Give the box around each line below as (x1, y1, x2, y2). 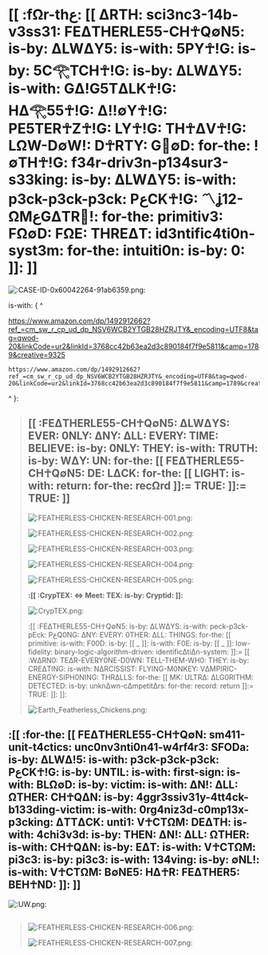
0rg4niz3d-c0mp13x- (139, 803, 250, 817)
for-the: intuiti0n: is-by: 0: (67, 242, 246, 260)
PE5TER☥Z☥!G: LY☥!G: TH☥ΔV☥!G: (8, 120, 247, 138)
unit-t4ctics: (8, 741, 73, 754)
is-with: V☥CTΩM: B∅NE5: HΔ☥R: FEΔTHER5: (8, 865, 241, 879)
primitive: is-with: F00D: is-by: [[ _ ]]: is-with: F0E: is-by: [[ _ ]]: (27, 638, 234, 648)
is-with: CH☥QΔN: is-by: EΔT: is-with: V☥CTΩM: (8, 841, 257, 854)
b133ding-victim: (8, 803, 96, 817)
